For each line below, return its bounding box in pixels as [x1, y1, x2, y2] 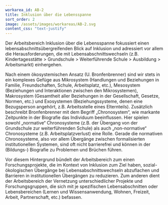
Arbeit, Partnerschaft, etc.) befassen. [5, 194, 82, 200]
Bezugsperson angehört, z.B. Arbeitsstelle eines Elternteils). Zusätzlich [5, 104, 153, 110]
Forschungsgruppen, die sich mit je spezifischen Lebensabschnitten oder [5, 183, 158, 190]
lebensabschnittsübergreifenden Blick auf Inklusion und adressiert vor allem [5, 46, 163, 52]
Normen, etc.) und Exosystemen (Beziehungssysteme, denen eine [5, 98, 143, 104]
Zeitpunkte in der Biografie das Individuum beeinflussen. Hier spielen [5, 114, 149, 120]
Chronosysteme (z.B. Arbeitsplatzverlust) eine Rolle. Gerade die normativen [5, 131, 163, 137]
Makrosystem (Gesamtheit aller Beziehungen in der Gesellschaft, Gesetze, [5, 93, 160, 99]
